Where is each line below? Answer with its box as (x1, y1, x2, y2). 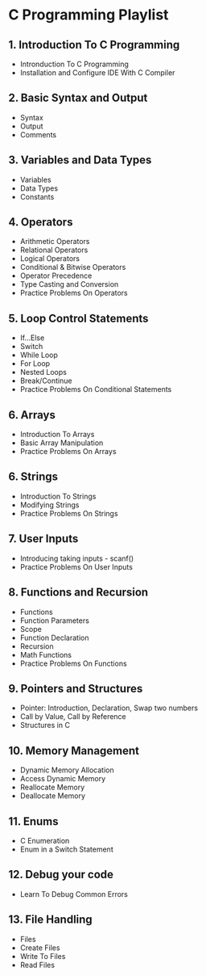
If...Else (19, 333, 45, 343)
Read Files (19, 960, 55, 970)
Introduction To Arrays (19, 430, 95, 440)
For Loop (19, 359, 51, 368)
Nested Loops (19, 368, 67, 377)
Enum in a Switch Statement (19, 844, 114, 854)
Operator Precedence (19, 271, 93, 280)
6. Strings (8, 470, 59, 484)
